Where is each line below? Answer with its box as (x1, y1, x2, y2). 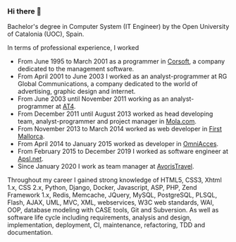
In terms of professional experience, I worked (7, 44, 139, 52)
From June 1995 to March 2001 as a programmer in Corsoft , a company (17, 57, 225, 66)
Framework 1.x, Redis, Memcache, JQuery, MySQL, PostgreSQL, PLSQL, (7, 190, 217, 200)
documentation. (7, 229, 54, 237)
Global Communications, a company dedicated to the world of (17, 80, 199, 88)
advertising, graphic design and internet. (17, 87, 136, 96)
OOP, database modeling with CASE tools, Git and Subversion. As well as (7, 206, 219, 214)
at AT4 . (55, 102, 76, 111)
